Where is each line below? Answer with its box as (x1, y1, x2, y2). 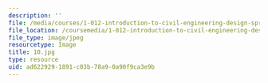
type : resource (8, 56, 59, 64)
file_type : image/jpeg (8, 33, 84, 42)
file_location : (8, 26, 59, 34)
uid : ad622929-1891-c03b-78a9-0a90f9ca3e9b (8, 63, 156, 71)
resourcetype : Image (8, 41, 77, 49)
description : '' (8, 11, 62, 20)
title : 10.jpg (8, 48, 56, 56)
